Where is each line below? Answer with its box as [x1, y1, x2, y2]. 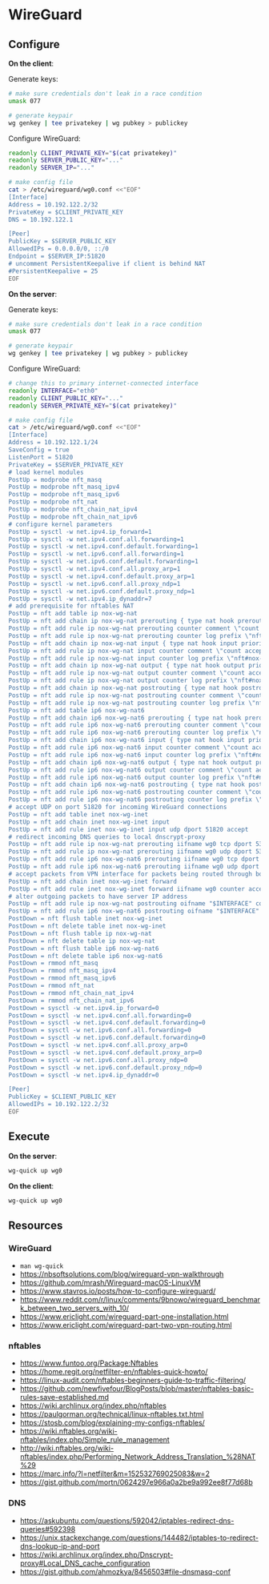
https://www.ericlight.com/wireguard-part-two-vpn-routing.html [19, 1321, 232, 1330]
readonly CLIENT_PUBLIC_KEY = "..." [8, 394, 124, 402]
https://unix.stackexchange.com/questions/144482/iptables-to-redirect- [19, 1533, 259, 1542]
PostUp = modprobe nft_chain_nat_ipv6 [8, 512, 138, 521]
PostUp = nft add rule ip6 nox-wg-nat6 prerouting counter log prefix [8, 728, 249, 737]
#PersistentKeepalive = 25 [8, 267, 98, 275]
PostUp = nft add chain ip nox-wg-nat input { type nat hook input [8, 639, 239, 648]
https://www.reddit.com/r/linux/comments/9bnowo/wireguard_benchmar [19, 1295, 261, 1305]
